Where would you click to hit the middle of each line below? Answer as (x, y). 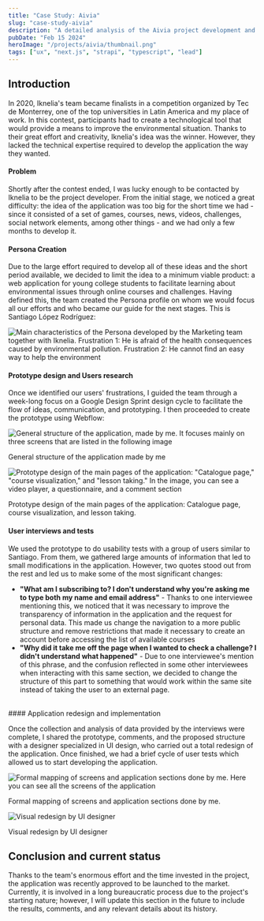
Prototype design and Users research (71, 375)
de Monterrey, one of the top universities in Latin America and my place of (129, 111)
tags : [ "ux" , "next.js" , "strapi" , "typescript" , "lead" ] (105, 52)
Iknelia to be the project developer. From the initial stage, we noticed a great (132, 197)
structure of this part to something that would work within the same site (136, 681)
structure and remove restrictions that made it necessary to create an (132, 631)
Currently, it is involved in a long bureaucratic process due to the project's (128, 892)
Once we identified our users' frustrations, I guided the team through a (123, 393)
